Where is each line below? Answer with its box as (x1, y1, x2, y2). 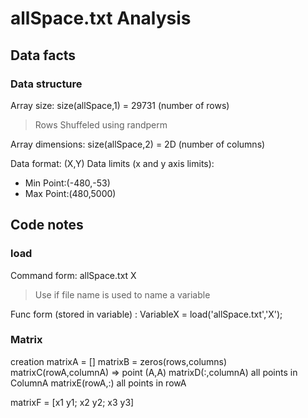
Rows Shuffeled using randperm (34, 118, 168, 131)
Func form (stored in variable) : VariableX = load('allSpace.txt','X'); (10, 308, 283, 320)
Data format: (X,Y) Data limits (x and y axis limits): (10, 157, 215, 169)
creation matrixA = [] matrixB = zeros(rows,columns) (10, 355, 228, 367)
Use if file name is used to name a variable (34, 288, 211, 301)
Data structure (10, 77, 83, 91)
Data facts (10, 47, 77, 64)
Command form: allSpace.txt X (10, 269, 137, 281)
